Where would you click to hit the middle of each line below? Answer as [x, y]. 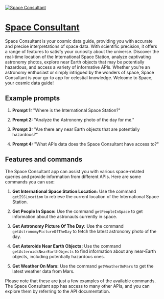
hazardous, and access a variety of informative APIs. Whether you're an [78, 67]
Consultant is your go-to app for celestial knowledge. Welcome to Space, [79, 77]
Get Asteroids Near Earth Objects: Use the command [67, 246]
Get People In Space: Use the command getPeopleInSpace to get [77, 211]
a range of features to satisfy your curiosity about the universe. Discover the [82, 51]
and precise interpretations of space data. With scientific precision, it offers [81, 46]
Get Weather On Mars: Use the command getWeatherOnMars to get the [83, 266]
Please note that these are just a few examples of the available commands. [80, 281]
